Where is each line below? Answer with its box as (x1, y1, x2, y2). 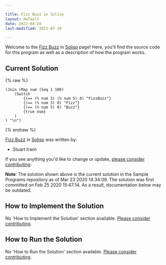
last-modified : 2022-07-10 (5, 26, 62, 31)
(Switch (14, 92, 30, 97)
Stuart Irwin (12, 147, 37, 153)
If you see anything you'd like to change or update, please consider (5, 156, 145, 162)
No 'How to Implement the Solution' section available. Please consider (5, 215, 151, 221)
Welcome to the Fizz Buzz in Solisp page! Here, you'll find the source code (5, 44, 160, 50)
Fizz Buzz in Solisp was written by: (5, 137, 77, 143)
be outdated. (5, 187, 32, 193)
